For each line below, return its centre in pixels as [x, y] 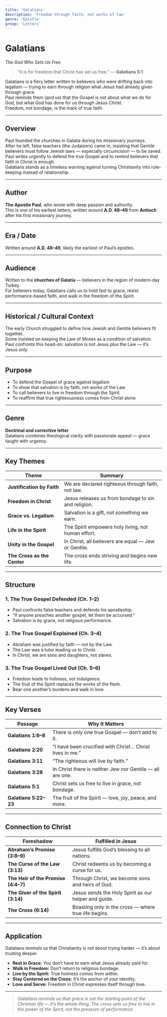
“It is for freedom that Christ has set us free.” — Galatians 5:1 [80, 72]
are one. [62, 775]
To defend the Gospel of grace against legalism [61, 382]
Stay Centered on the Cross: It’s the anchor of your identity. [74, 979]
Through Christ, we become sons [111, 878]
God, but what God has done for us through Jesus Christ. [64, 103]
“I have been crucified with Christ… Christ [101, 746]
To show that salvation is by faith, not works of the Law [69, 387]
